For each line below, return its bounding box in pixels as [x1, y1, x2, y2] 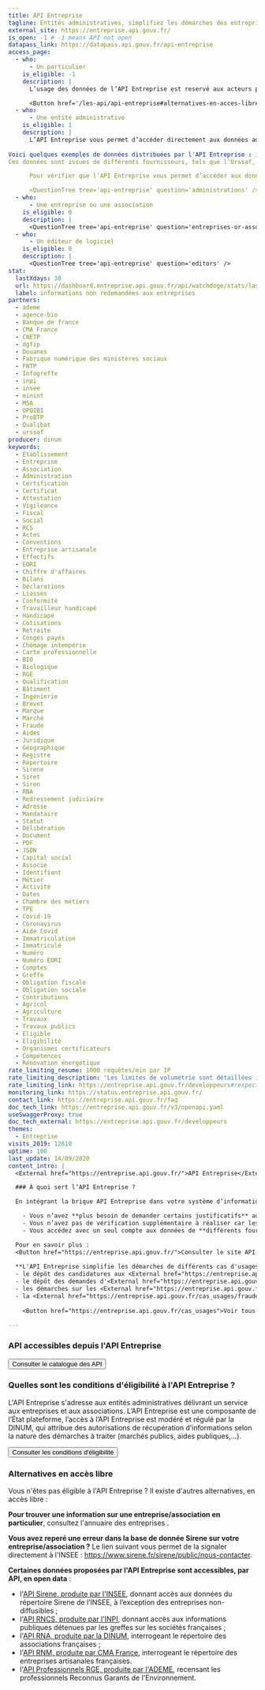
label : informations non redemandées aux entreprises [15, 289, 196, 297]
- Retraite [15, 626, 51, 634]
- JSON [15, 847, 37, 854]
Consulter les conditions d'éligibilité [12, 1448, 114, 1456]
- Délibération [15, 824, 65, 832]
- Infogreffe [15, 370, 58, 378]
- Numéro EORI [15, 956, 62, 965]
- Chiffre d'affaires [15, 567, 87, 576]
